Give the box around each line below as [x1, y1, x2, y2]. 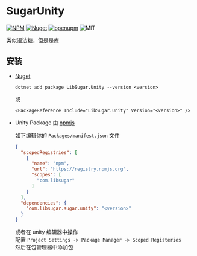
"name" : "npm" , [31, 161, 70, 167]
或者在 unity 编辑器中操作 [14, 228, 78, 235]
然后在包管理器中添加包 [14, 243, 73, 251]
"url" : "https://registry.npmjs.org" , [31, 166, 129, 173]
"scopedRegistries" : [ [20, 149, 78, 155]
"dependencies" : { [20, 200, 67, 206]
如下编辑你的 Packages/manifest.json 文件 [14, 132, 120, 139]
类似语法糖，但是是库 [6, 36, 59, 43]
